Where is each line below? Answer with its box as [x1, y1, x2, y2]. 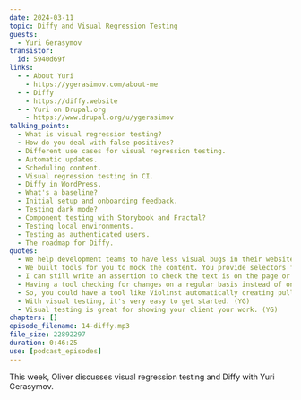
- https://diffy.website [25, 96, 118, 106]
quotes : [9, 247, 39, 256]
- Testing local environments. [17, 222, 134, 230]
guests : [9, 30, 39, 39]
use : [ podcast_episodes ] [9, 346, 102, 355]
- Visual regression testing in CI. [17, 171, 154, 180]
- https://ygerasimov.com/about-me [25, 80, 159, 89]
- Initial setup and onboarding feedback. [17, 196, 178, 206]
